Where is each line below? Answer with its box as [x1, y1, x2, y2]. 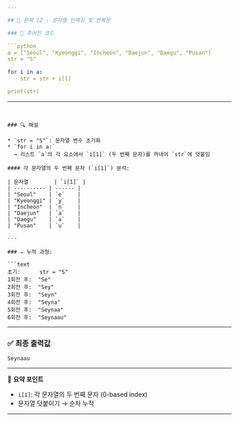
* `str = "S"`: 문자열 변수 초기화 [7, 137, 101, 144]
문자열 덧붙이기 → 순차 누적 [17, 399, 95, 408]
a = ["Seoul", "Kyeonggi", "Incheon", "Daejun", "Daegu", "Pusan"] [7, 49, 212, 56]
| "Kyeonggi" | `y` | [7, 197, 81, 204]
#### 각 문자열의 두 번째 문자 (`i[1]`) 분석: [7, 165, 130, 172]
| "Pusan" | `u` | [7, 222, 81, 229]
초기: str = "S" [7, 268, 69, 275]
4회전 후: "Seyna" [7, 299, 60, 306]
